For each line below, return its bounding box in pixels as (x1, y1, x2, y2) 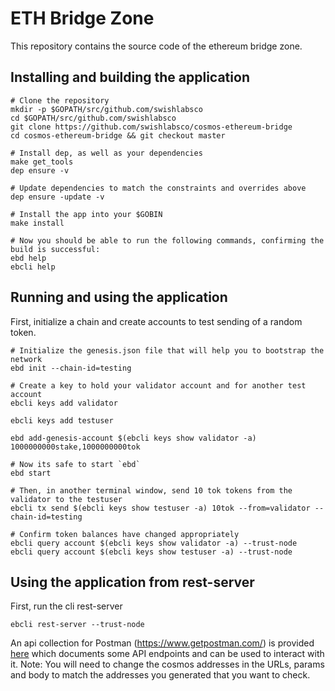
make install (10, 218, 65, 228)
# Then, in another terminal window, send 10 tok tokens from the (10, 485, 293, 496)
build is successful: (10, 244, 101, 254)
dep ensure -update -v (10, 192, 105, 202)
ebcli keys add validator (10, 398, 118, 408)
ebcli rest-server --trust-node (10, 620, 145, 630)
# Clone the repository (10, 95, 110, 106)
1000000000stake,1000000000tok (10, 442, 141, 452)
